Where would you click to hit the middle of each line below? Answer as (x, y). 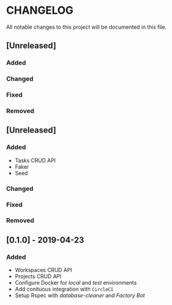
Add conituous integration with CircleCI (64, 289)
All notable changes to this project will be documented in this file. (87, 27)
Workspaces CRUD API (43, 270)
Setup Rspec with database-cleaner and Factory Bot (80, 295)
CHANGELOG (40, 10)
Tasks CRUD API (35, 160)
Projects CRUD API (38, 276)
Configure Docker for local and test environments (76, 283)
